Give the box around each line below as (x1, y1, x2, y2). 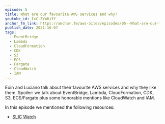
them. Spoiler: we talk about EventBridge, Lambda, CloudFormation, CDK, (5, 89, 154, 96)
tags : (5, 30, 16, 35)
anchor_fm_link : (5, 21, 38, 26)
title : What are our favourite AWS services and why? (5, 12, 118, 17)
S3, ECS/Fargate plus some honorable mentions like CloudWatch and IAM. (5, 95, 156, 100)
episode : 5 (5, 7, 27, 12)
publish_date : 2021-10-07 (5, 25, 58, 30)
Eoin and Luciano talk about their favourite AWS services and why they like (5, 84, 157, 90)
